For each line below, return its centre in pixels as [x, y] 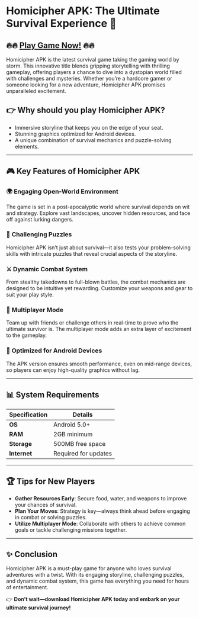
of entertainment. [27, 587]
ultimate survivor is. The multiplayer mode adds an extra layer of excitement [99, 329]
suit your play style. [30, 295]
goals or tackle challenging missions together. [71, 530]
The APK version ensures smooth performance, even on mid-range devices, [99, 364]
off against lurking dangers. [40, 219]
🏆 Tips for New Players [51, 481]
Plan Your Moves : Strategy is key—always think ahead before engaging [102, 511]
